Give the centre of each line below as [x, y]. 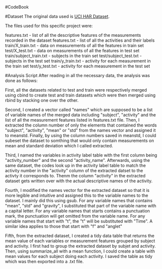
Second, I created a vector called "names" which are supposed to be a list [79, 110]
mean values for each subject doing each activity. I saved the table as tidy [79, 256]
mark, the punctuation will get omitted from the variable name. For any [75, 216]
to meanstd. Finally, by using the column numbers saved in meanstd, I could [81, 135]
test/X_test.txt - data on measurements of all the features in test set [72, 51]
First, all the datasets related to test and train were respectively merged [76, 90]
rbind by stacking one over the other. [42, 100]
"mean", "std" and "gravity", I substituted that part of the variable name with [81, 206]
